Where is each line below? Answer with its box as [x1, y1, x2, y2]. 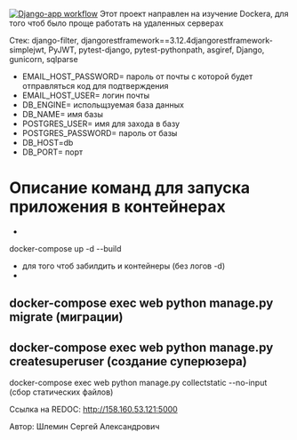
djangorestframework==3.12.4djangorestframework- [80, 36, 274, 45]
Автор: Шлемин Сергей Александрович [9, 421, 160, 432]
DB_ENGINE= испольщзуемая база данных [21, 100, 185, 110]
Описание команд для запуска [9, 178, 251, 198]
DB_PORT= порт [21, 147, 84, 157]
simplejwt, [9, 44, 47, 55]
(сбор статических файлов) [9, 387, 114, 397]
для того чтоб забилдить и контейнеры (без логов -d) [21, 260, 226, 271]
